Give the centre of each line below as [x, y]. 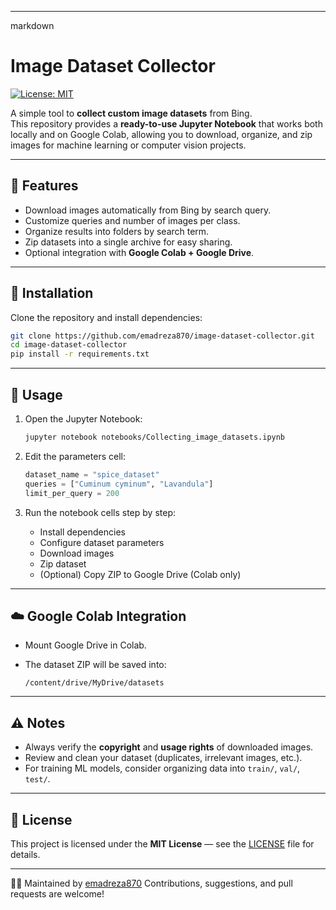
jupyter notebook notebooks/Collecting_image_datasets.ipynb [155, 437]
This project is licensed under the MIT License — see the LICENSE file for [162, 843]
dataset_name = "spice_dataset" [92, 474]
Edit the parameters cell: [75, 456]
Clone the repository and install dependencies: [106, 317]
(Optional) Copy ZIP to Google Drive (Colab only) [140, 574]
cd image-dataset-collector [69, 345]
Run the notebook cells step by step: [100, 512]
